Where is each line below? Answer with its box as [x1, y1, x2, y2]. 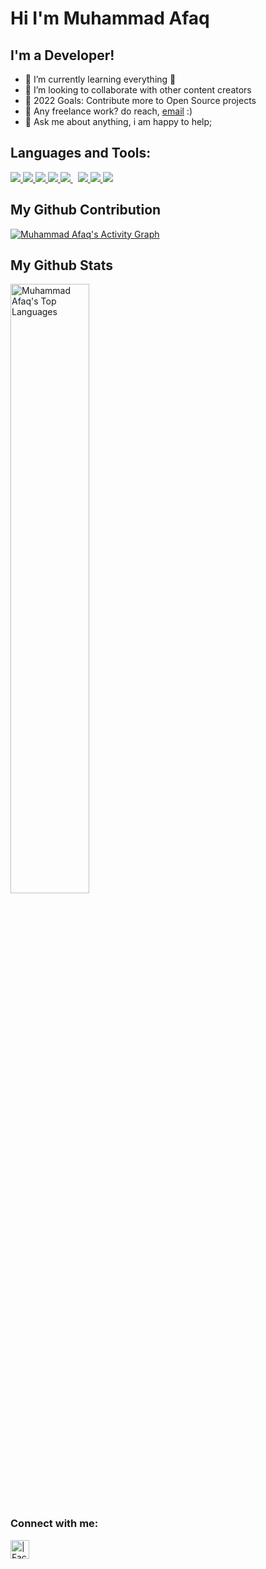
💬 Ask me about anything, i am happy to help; [24, 116, 213, 127]
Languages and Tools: [10, 145, 152, 162]
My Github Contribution [10, 202, 162, 219]
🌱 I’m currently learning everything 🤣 [24, 73, 177, 85]
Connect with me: [10, 1517, 99, 1531]
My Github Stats [10, 257, 113, 274]
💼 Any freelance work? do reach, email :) [24, 105, 193, 117]
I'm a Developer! [10, 47, 115, 64]
